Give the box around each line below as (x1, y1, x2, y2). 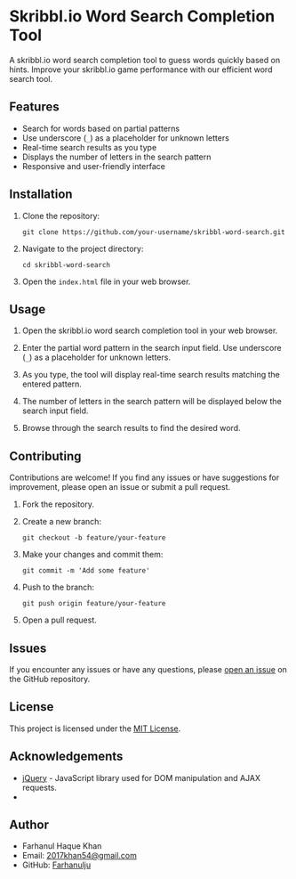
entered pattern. (21, 378, 83, 389)
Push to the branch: (21, 582, 95, 593)
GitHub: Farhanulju (21, 859, 92, 870)
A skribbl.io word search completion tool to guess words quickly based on (9, 54, 281, 65)
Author (9, 818, 49, 833)
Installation (9, 187, 73, 202)
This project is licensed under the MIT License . (9, 723, 181, 734)
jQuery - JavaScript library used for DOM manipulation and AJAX (21, 772, 260, 783)
